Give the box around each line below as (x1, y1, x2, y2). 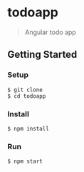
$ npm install (7, 125, 50, 132)
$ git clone (7, 86, 43, 93)
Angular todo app (24, 28, 76, 36)
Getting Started (7, 49, 78, 61)
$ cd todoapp (7, 92, 46, 100)
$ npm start (7, 158, 43, 165)
